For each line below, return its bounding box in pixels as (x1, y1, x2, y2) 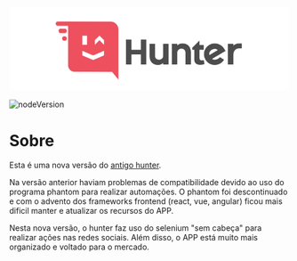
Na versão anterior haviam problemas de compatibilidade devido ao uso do (9, 177, 285, 188)
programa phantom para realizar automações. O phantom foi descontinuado (9, 186, 288, 198)
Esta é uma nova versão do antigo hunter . (9, 159, 162, 171)
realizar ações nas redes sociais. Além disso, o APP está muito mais (9, 232, 258, 243)
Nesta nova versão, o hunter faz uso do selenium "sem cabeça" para (9, 223, 262, 233)
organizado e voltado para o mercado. (9, 241, 149, 252)
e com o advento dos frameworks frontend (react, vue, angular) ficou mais (9, 196, 283, 207)
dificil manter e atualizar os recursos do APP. (9, 206, 174, 216)
